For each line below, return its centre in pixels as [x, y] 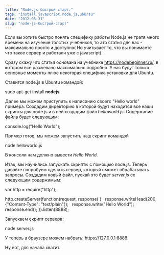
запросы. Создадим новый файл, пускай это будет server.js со [70, 175]
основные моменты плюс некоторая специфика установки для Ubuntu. [80, 73]
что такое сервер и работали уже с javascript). [54, 53]
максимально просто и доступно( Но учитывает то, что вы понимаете [78, 48]
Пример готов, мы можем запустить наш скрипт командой [67, 136]
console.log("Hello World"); [33, 127]
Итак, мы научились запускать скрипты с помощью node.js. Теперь [76, 164]
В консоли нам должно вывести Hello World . [52, 155]
